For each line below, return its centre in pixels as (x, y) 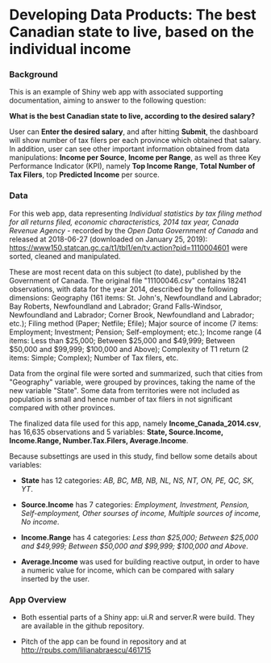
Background (34, 74)
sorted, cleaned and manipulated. (65, 256)
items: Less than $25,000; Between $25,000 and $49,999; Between (122, 340)
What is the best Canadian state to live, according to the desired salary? (132, 116)
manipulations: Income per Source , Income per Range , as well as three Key (135, 157)
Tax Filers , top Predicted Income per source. (84, 174)
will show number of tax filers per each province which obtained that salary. (135, 141)
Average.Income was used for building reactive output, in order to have (140, 561)
